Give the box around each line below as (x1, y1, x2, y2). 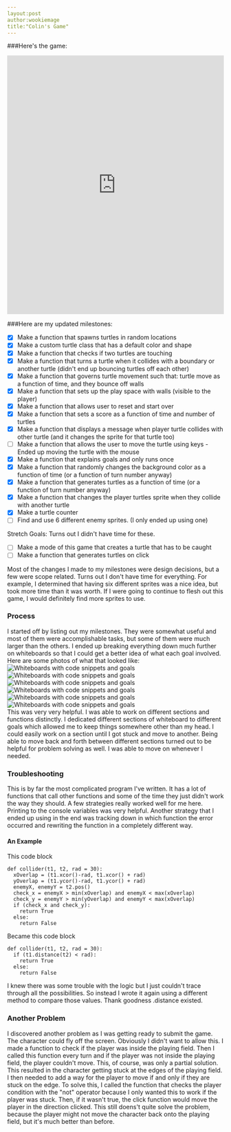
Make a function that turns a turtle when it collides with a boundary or (16, 357, 215, 365)
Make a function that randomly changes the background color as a (16, 463, 206, 471)
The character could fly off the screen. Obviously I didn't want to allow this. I (7, 1036, 223, 1045)
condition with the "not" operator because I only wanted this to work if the (7, 1088, 217, 1096)
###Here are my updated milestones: (7, 320, 113, 328)
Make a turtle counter (16, 508, 78, 517)
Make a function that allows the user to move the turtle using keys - (16, 439, 208, 448)
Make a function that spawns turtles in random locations (16, 333, 177, 341)
